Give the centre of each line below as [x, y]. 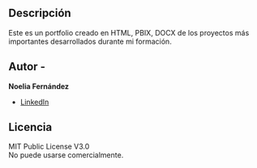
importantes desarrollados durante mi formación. [90, 41]
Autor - [27, 67]
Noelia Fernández [39, 86]
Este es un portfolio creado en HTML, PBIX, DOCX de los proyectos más [129, 32]
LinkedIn [34, 102]
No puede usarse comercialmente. [66, 155]
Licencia [30, 127]
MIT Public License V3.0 [49, 147]
